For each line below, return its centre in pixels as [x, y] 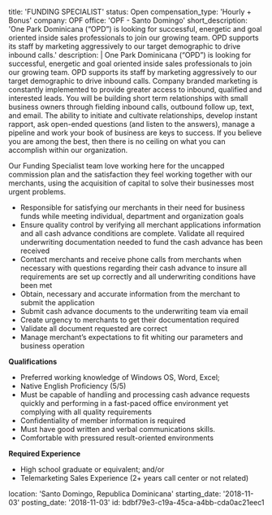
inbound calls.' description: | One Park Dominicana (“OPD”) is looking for [130, 55]
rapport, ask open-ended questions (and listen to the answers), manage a [132, 124]
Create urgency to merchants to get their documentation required [130, 320]
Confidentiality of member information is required [103, 421]
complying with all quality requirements [86, 412]
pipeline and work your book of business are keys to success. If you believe [135, 133]
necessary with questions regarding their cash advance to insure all [134, 268]
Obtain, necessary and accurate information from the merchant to [130, 294]
